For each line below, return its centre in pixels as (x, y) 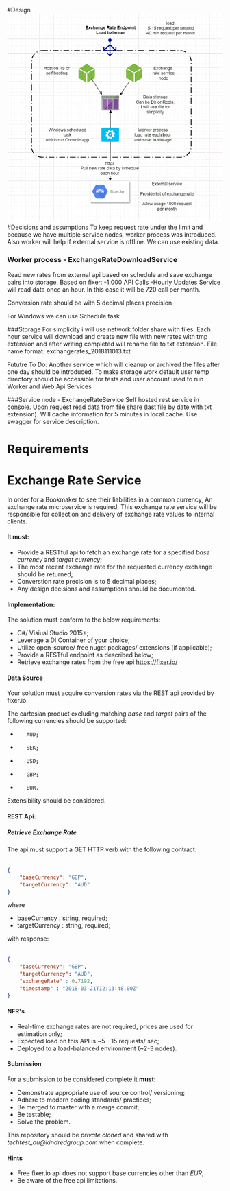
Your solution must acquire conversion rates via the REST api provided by (111, 693)
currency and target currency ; (60, 560)
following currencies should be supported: (67, 721)
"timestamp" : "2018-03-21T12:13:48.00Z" (79, 988)
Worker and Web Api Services (50, 386)
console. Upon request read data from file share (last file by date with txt (110, 407)
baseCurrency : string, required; (62, 918)
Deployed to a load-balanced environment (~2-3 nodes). (97, 1048)
